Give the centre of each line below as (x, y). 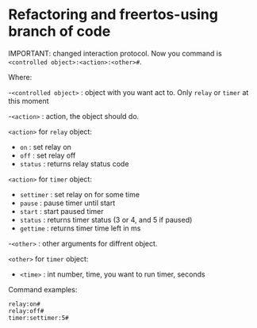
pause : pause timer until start (67, 203)
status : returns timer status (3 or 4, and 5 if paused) (106, 219)
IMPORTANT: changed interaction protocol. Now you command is (115, 53)
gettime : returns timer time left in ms (80, 228)
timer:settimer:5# (38, 318)
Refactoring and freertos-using (113, 15)
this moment (29, 101)
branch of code (59, 31)
